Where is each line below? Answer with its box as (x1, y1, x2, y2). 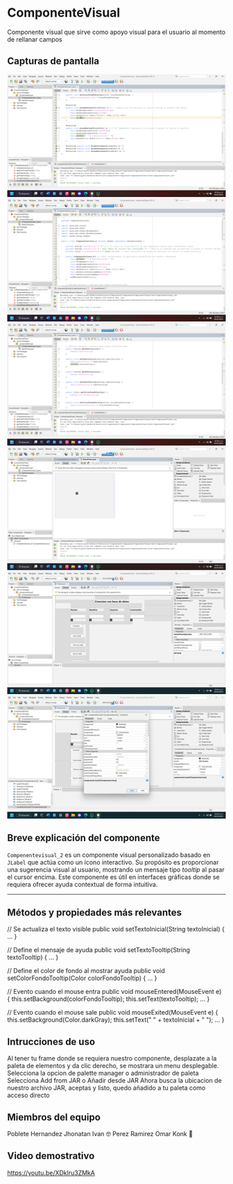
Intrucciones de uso (7, 1035, 96, 1047)
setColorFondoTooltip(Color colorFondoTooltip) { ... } (7, 974, 157, 983)
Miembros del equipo (7, 1111, 101, 1123)
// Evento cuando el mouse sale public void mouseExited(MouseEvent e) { (7, 1008, 218, 1017)
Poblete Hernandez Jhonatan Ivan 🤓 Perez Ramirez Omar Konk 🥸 (7, 1130, 193, 1138)
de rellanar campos (7, 35, 62, 43)
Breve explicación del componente (7, 832, 160, 844)
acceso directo (7, 1091, 50, 1099)
